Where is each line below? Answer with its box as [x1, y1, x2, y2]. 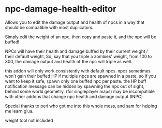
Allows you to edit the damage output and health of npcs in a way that [5, 19, 145, 25]
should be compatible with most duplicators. [5, 24, 94, 30]
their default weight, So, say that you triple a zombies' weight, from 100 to [5, 53, 152, 59]
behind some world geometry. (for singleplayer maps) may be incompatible [5, 88, 155, 94]
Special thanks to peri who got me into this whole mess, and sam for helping [5, 103, 157, 109]
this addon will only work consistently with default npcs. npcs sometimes [5, 68, 151, 73]
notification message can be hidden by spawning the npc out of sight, [5, 83, 145, 89]
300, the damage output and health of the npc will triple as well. [5, 58, 132, 64]
